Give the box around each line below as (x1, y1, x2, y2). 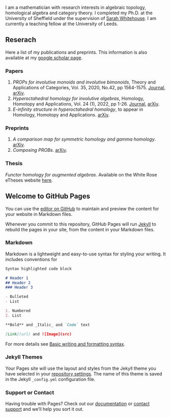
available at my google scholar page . (5, 54, 83, 61)
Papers (5, 67, 23, 74)
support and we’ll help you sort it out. (5, 406, 84, 412)
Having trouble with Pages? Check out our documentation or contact (5, 401, 150, 407)
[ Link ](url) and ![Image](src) (5, 331, 72, 336)
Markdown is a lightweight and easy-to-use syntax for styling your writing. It (5, 251, 166, 257)
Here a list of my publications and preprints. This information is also (5, 49, 148, 55)
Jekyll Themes (5, 353, 43, 361)
